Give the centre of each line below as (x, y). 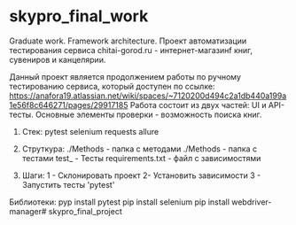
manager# (28, 211)
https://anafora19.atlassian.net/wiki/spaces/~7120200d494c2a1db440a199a (148, 96)
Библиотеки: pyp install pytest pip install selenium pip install (120, 202)
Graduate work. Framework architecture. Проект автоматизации (128, 41)
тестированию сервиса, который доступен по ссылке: (112, 86)
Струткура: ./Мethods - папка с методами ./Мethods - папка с (140, 149)
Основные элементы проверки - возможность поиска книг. (148, 114)
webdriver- (252, 202)
